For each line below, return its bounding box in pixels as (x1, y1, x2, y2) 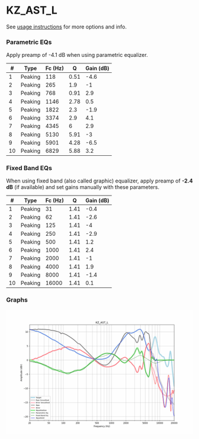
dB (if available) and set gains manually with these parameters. (6, 184, 160, 191)
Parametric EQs (6, 38, 52, 46)
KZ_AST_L (6, 4, 57, 17)
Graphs (6, 296, 28, 304)
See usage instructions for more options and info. (6, 23, 127, 30)
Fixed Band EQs (6, 164, 52, 172)
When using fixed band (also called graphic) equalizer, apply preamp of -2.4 (6, 177, 193, 184)
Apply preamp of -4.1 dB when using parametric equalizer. (6, 52, 148, 59)
